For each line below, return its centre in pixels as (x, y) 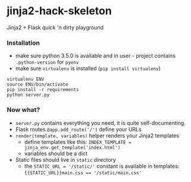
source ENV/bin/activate (37, 84)
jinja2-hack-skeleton (59, 11)
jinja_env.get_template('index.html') (72, 148)
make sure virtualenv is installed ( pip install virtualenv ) (88, 68)
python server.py (28, 95)
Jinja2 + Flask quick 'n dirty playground (55, 27)
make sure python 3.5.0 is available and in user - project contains (95, 56)
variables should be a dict (56, 153)
